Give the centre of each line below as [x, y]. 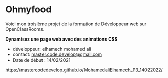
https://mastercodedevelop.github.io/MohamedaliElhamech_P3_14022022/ [84, 70]
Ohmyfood [28, 9]
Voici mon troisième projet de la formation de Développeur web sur [76, 24]
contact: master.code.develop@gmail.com [57, 54]
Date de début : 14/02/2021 [41, 60]
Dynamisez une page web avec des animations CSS [61, 39]
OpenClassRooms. [25, 29]
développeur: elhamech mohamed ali [52, 49]
